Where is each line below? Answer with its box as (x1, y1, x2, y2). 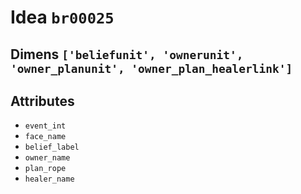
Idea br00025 (10, 6, 115, 29)
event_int (24, 121, 67, 131)
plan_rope (24, 164, 67, 174)
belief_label (24, 142, 80, 153)
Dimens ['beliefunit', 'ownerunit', (10, 46, 244, 63)
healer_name (24, 174, 75, 185)
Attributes (10, 92, 75, 110)
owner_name (24, 153, 71, 163)
